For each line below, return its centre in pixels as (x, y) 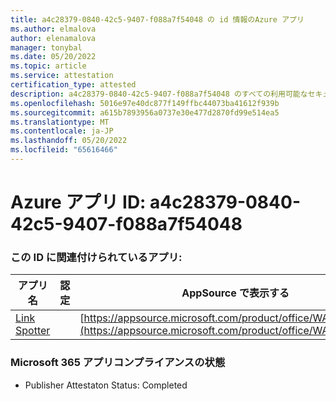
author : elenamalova (53, 38)
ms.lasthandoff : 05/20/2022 (69, 141)
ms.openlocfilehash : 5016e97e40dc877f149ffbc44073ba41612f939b (145, 103)
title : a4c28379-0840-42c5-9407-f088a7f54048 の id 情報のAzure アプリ (157, 19)
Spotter (33, 331)
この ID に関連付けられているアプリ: (96, 257)
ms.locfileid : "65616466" (64, 150)
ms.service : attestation (62, 76)
